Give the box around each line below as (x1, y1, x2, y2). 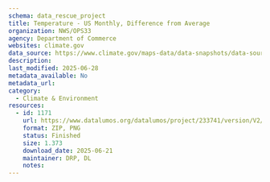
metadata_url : (8, 79, 56, 87)
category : (8, 86, 42, 95)
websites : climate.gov (8, 42, 84, 50)
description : (8, 57, 52, 65)
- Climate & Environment (15, 94, 99, 102)
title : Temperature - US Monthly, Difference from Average (8, 19, 211, 27)
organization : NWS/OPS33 (8, 27, 92, 35)
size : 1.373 (22, 139, 63, 147)
